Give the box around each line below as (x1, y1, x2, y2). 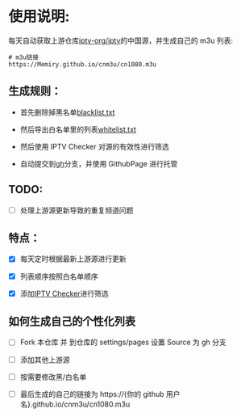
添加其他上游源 (19, 355, 70, 364)
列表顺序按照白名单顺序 (19, 272, 98, 281)
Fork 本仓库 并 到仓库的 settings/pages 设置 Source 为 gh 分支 (19, 337, 227, 347)
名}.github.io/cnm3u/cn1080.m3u (19, 399, 131, 409)
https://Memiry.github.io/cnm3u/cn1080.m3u (8, 60, 157, 69)
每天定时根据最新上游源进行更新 (19, 254, 127, 263)
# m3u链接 (8, 53, 39, 61)
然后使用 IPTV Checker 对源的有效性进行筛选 (19, 141, 169, 151)
